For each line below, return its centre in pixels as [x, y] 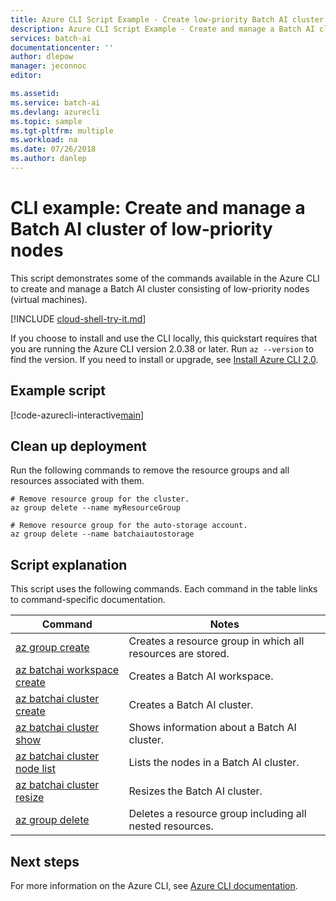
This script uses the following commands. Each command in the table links [164, 589]
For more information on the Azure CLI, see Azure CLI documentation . [154, 886]
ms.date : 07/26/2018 [53, 149]
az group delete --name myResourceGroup [96, 508]
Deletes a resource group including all [217, 814]
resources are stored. [179, 654]
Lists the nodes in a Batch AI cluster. [214, 763]
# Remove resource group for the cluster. [100, 499]
